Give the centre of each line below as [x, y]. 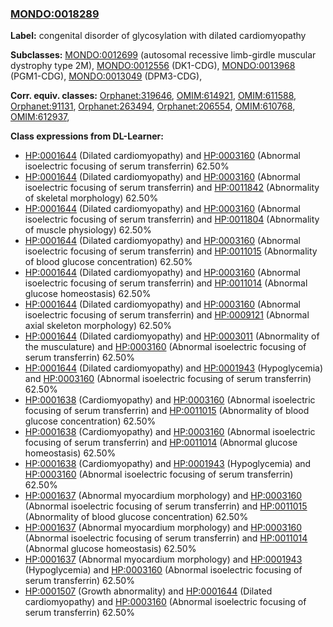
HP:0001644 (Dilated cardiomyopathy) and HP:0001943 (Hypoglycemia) [173, 368]
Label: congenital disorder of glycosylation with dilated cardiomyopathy [158, 36]
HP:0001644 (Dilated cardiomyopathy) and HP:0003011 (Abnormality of [172, 336]
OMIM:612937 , [40, 117]
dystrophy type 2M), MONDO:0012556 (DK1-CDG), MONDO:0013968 [153, 66]
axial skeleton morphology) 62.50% [98, 326]
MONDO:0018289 [55, 14]
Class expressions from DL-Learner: [87, 136]
